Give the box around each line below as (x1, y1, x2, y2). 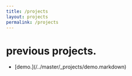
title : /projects (6, 8, 48, 15)
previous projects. (6, 44, 97, 57)
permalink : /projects (6, 19, 59, 25)
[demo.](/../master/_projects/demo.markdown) (14, 63, 127, 70)
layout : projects (6, 14, 48, 20)
